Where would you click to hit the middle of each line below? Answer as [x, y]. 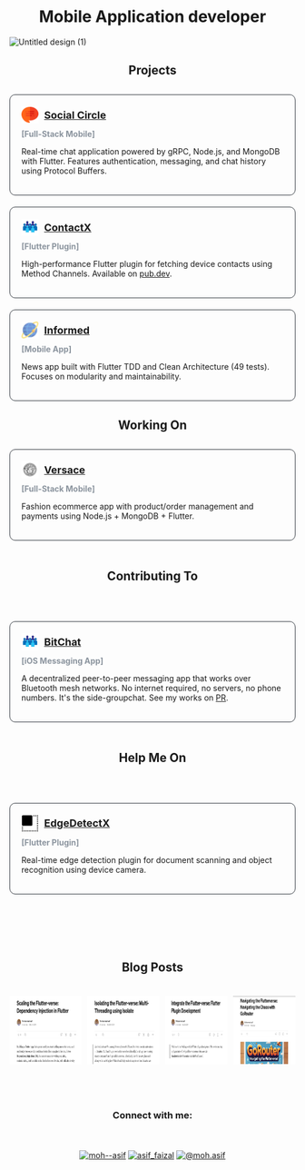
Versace [65, 470]
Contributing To [152, 575]
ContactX [68, 227]
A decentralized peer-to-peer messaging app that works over [136, 679]
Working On [152, 426]
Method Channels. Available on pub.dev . [97, 273]
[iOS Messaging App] [63, 661]
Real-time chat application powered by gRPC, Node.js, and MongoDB [151, 152]
